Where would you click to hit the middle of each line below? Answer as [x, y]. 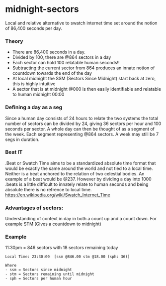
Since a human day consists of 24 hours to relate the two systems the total [82, 118]
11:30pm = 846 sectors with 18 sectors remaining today [62, 248]
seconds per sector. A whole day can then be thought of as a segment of [80, 129]
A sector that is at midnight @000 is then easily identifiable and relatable [87, 89]
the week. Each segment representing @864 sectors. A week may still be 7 [82, 134]
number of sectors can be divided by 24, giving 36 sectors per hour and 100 [83, 124]
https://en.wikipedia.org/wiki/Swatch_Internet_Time [58, 195]
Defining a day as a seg [34, 107]
